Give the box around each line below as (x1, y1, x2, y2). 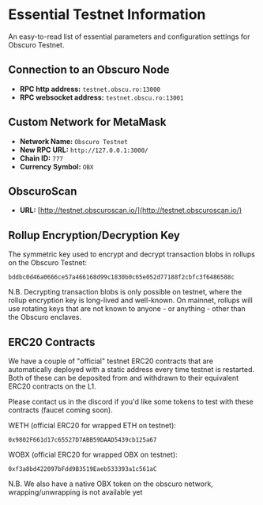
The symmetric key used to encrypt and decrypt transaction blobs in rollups (8, 249, 255, 259)
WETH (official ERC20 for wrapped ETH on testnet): (8, 421, 176, 430)
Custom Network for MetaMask (8, 116, 167, 129)
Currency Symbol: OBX (19, 161, 94, 171)
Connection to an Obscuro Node (8, 63, 170, 77)
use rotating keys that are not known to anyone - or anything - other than (8, 304, 246, 313)
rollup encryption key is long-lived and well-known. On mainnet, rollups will (8, 295, 253, 306)
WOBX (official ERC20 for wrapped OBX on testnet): (8, 450, 178, 459)
